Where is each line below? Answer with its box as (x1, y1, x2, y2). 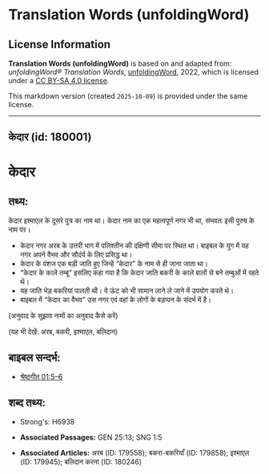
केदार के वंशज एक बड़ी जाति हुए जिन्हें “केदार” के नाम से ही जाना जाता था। (19, 259, 208, 269)
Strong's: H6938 (19, 417, 75, 427)
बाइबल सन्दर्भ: (8, 351, 62, 364)
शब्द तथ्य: (8, 396, 46, 409)
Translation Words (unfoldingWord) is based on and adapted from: (8, 58, 232, 68)
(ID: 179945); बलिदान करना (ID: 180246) (19, 457, 143, 467)
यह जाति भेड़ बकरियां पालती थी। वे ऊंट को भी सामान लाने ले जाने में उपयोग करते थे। (19, 286, 235, 295)
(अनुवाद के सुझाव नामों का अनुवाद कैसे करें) (8, 311, 118, 321)
